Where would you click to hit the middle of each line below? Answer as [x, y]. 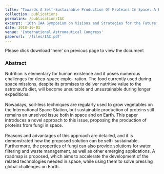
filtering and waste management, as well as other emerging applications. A [80, 151]
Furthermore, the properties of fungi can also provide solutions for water [78, 146]
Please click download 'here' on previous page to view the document [74, 50]
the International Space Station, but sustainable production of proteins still [80, 110]
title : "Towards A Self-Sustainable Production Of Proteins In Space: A [81, 9]
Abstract [16, 63]
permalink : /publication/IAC [35, 18]
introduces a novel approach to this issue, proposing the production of [76, 120]
